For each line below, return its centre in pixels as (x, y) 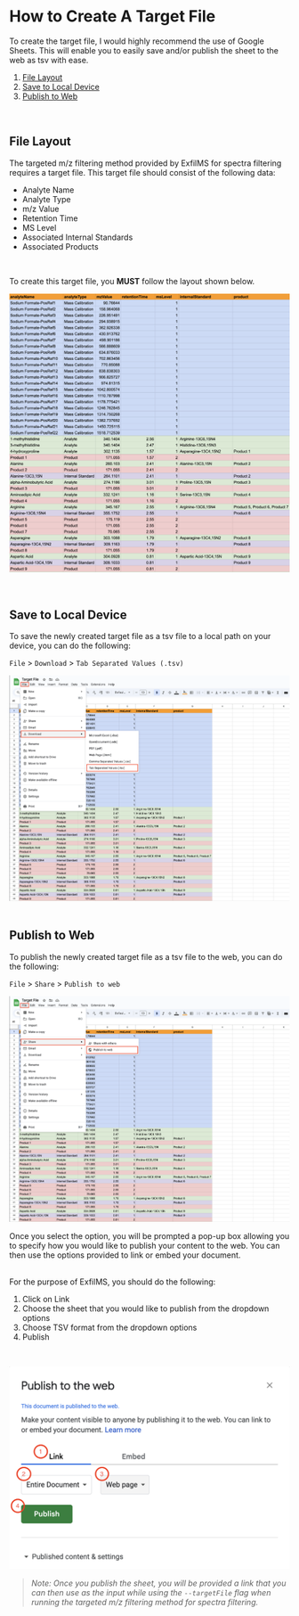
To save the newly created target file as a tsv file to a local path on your (140, 636)
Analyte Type (46, 199)
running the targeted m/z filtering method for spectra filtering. (145, 1602)
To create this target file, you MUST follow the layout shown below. (132, 281)
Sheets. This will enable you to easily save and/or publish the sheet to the (144, 50)
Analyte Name (48, 190)
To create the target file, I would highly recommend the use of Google (137, 41)
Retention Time (50, 218)
